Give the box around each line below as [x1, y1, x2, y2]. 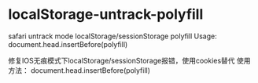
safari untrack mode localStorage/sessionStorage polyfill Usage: [8, 31, 218, 41]
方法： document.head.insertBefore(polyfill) [8, 65, 151, 75]
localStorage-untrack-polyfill [8, 5, 204, 23]
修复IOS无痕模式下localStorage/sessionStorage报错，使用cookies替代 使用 [8, 56, 251, 65]
